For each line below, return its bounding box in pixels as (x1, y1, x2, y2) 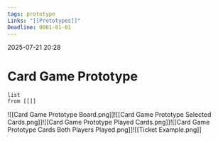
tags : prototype (7, 10, 55, 18)
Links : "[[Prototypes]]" (7, 17, 81, 24)
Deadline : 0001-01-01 (7, 23, 72, 31)
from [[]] (7, 98, 37, 105)
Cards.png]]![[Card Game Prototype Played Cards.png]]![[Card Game (7, 118, 210, 127)
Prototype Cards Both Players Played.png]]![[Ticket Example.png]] (7, 125, 202, 134)
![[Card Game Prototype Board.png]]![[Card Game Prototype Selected (7, 110, 212, 119)
